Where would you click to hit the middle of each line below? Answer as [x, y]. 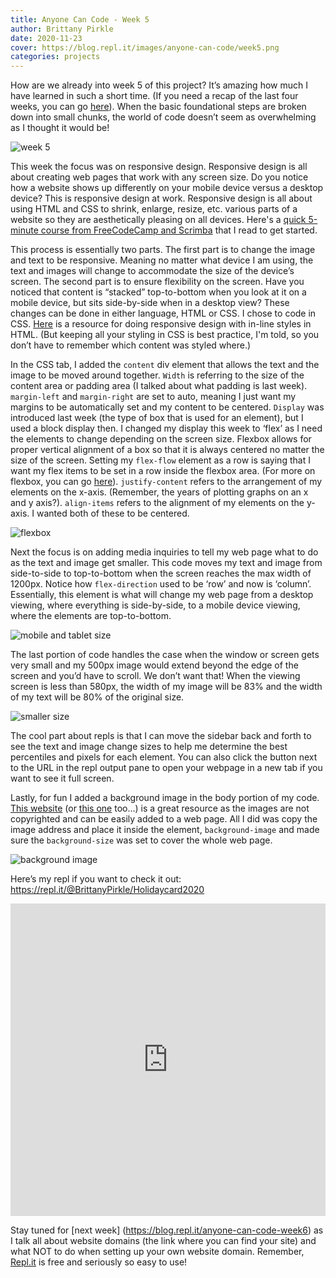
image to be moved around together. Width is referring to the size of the [157, 375]
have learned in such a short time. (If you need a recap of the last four [154, 96]
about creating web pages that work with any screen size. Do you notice [159, 177]
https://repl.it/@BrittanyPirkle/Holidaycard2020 [107, 890]
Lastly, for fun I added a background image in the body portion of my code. [165, 798]
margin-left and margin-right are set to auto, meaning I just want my [153, 397]
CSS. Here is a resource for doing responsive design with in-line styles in [161, 324]
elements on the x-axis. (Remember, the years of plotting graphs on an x [159, 492]
